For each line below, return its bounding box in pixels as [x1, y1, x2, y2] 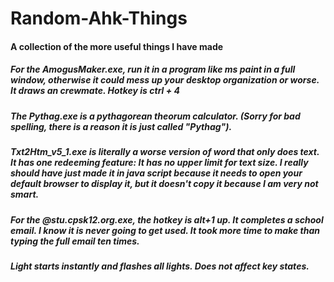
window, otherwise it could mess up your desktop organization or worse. [10, 74, 320, 86]
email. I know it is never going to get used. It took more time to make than [10, 224, 321, 236]
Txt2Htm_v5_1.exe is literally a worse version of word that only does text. [10, 146, 320, 158]
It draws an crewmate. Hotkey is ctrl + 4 [10, 85, 180, 97]
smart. [10, 188, 40, 201]
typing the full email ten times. [10, 235, 140, 247]
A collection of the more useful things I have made [10, 40, 224, 52]
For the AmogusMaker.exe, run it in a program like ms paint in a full [10, 63, 296, 76]
